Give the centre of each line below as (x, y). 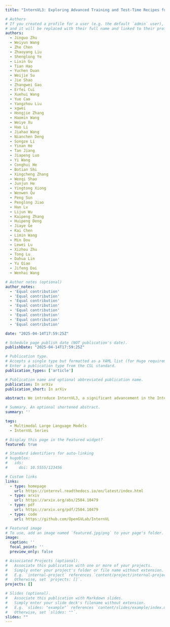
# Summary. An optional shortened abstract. (53, 408)
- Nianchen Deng (27, 137)
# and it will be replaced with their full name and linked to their (80, 28)
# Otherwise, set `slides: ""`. (42, 612)
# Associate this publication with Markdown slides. (64, 598)
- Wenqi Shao (24, 179)
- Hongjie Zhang (27, 113)
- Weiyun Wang (25, 43)
